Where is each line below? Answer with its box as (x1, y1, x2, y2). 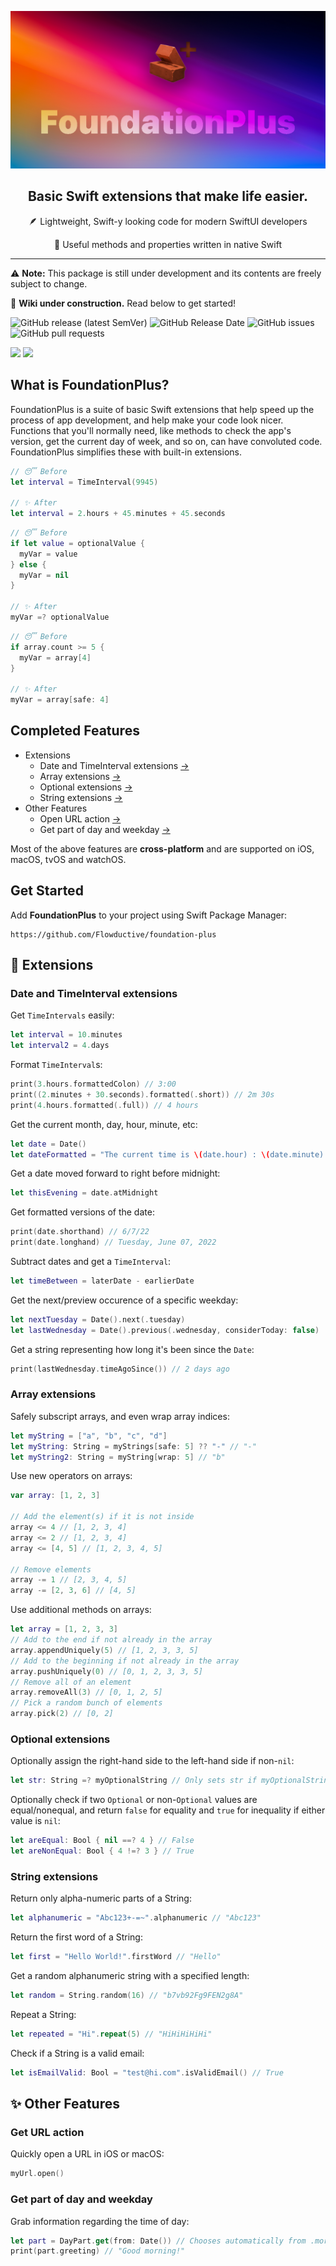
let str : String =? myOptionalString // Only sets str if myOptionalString (10, 1776, 333, 1786)
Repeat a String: (10, 2008, 77, 2020)
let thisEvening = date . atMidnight (10, 1188, 159, 1198)
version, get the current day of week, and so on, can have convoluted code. (10, 435, 323, 447)
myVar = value (19, 549, 78, 559)
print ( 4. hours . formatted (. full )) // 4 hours (10, 1100, 199, 1110)
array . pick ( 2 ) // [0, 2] (10, 1709, 114, 1719)
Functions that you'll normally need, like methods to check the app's (10, 424, 292, 436)
